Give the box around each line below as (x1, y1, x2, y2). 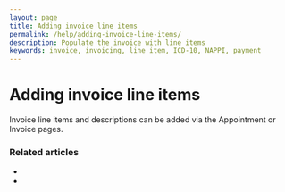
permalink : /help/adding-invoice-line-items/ (9, 29, 181, 38)
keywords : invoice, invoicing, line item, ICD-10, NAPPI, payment (9, 46, 262, 55)
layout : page (9, 13, 58, 22)
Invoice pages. (9, 124, 64, 135)
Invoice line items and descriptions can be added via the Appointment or (9, 114, 277, 125)
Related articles (9, 146, 79, 158)
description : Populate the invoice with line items (9, 38, 205, 47)
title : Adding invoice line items (9, 21, 138, 30)
